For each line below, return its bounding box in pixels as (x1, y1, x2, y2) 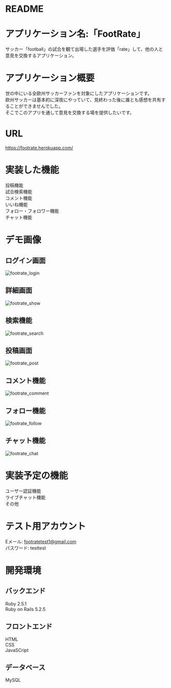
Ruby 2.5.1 (5, 600, 27, 606)
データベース (5, 663, 45, 672)
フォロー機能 (5, 406, 46, 415)
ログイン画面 (5, 256, 46, 265)
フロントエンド (5, 622, 53, 631)
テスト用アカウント (5, 520, 86, 532)
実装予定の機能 (5, 470, 68, 481)
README (5, 3, 44, 15)
